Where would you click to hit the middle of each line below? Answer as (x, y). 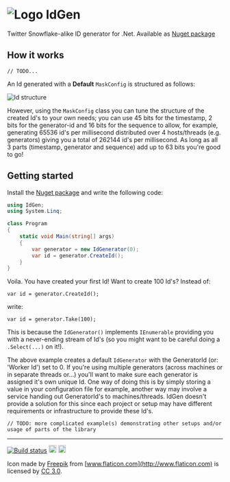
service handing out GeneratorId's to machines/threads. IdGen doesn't (107, 397)
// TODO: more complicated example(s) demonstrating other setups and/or (115, 424)
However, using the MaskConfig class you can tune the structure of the (106, 111)
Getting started (40, 176)
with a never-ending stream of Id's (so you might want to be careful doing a (114, 339)
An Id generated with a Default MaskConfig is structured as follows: (101, 84)
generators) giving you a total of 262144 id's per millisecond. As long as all (112, 139)
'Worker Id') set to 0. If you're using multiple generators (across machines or (115, 367)
